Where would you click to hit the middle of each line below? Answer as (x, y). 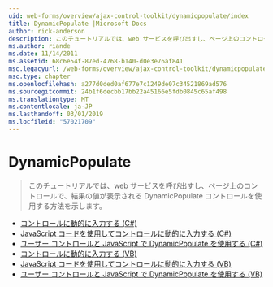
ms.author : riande (39, 46)
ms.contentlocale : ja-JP (50, 107)
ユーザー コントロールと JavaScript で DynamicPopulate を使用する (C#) (141, 243)
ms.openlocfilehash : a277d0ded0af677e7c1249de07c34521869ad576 (118, 84)
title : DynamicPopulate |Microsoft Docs (78, 24)
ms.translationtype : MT (49, 99)
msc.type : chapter (39, 76)
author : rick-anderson (47, 31)
